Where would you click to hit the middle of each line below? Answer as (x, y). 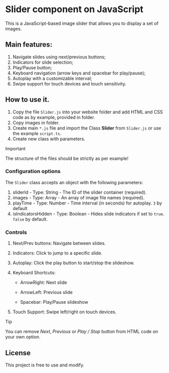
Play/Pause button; (32, 67)
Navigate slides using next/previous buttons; (59, 57)
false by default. (30, 219)
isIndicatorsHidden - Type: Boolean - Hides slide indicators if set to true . (88, 214)
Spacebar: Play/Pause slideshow (54, 302)
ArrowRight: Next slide (44, 282)
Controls (16, 232)
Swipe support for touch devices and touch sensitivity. (69, 84)
